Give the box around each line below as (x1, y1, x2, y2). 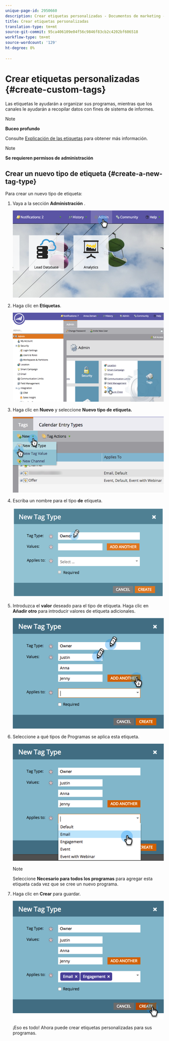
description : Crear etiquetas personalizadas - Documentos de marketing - (5, 13, 165, 19)
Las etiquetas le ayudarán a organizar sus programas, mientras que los (5, 100, 152, 107)
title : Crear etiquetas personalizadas (5, 19, 89, 24)
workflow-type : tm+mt (5, 35, 51, 40)
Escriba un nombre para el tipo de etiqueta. (12, 497, 103, 503)
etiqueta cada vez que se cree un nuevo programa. (12, 881, 119, 887)
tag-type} (5, 177, 37, 186)
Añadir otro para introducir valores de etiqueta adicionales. (12, 608, 136, 614)
